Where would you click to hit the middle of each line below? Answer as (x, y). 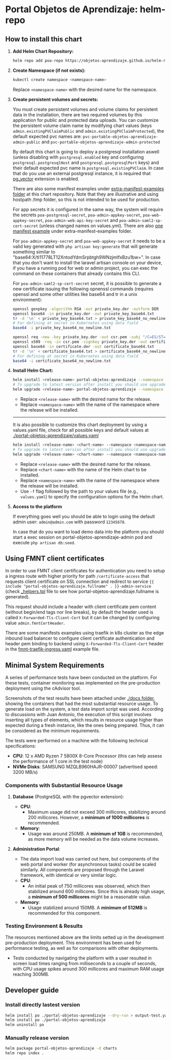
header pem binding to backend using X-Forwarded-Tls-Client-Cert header (84, 644)
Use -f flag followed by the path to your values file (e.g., (79, 491)
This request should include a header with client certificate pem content (81, 607)
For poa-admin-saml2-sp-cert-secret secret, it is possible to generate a (87, 283)
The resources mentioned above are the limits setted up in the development (85, 937)
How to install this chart (44, 39)
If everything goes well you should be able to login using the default (84, 516)
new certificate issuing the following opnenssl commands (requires (83, 289)
